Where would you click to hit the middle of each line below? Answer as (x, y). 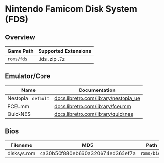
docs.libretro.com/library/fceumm (93, 106)
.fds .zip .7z (51, 59)
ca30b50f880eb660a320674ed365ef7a (88, 153)
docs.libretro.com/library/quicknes (94, 114)
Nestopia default (29, 98)
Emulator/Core (28, 76)
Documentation (97, 90)
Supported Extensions (65, 51)
